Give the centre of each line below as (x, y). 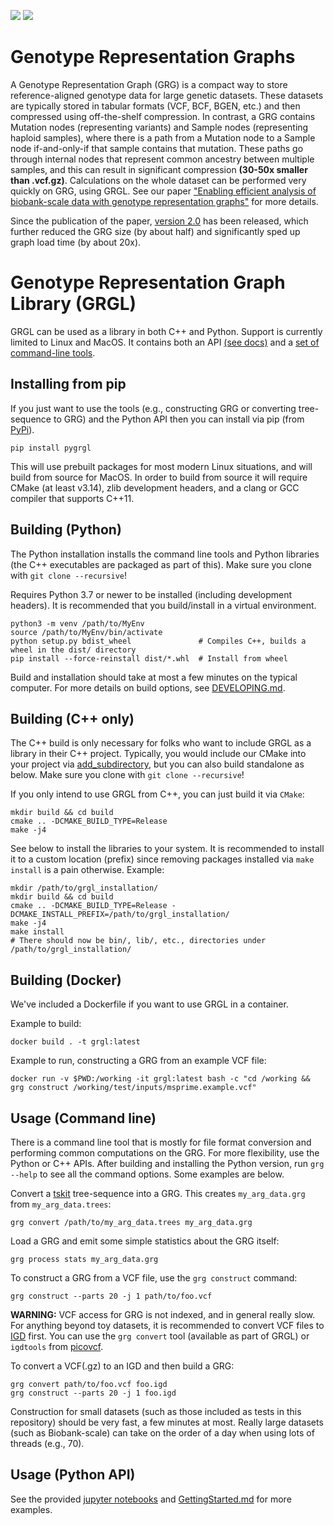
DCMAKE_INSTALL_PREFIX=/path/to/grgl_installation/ (120, 915)
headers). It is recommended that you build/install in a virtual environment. (163, 605)
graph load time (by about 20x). (76, 242)
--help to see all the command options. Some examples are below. (147, 1174)
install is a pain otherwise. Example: (87, 870)
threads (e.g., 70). (47, 1443)
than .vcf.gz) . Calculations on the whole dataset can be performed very (158, 180)
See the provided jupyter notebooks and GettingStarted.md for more (151, 1499)
